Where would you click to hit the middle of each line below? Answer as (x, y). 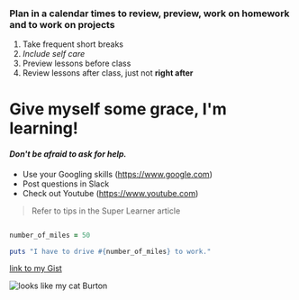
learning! (44, 128)
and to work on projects (62, 24)
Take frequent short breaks (73, 44)
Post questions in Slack (66, 184)
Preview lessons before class (77, 64)
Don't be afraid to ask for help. (68, 154)
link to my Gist (36, 268)
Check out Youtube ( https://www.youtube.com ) (110, 193)
